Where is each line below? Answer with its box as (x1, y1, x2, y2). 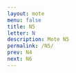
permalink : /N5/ (7, 42, 54, 49)
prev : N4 (7, 49, 32, 56)
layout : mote (7, 10, 45, 17)
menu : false (7, 17, 41, 24)
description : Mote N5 (7, 36, 70, 43)
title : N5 (7, 23, 36, 30)
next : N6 (7, 56, 32, 63)
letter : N (7, 29, 36, 37)
